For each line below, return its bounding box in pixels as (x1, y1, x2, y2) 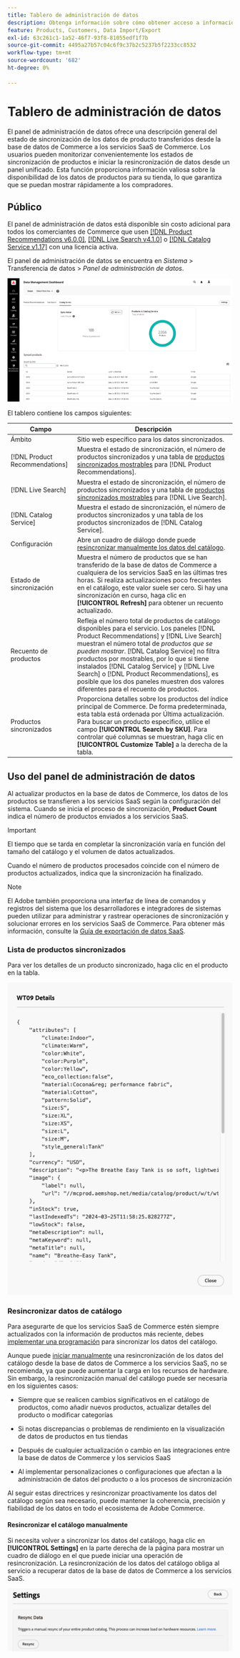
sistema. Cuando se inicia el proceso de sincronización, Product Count (7, 805, 217, 813)
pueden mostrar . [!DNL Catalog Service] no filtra (77, 647, 220, 655)
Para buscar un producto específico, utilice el (77, 717, 211, 725)
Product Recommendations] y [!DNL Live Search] (77, 631, 222, 640)
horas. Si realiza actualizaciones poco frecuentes (77, 576, 221, 585)
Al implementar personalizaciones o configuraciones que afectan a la (17, 1467, 222, 1476)
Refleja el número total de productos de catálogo (77, 616, 220, 625)
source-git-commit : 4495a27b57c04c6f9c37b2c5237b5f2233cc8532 (7, 41, 196, 49)
